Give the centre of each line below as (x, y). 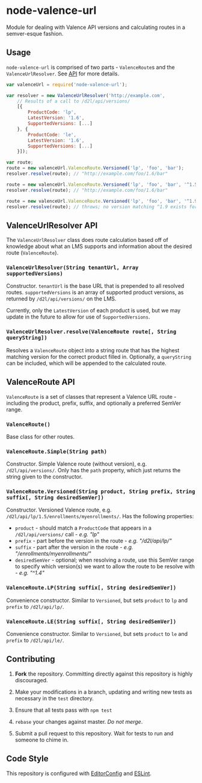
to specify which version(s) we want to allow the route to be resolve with (105, 566)
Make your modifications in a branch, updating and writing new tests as (103, 692)
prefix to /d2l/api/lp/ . (35, 606)
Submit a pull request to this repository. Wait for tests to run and (94, 733)
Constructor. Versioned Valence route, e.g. (59, 510)
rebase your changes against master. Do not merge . (79, 721)
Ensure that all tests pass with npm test (63, 710)
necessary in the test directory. (54, 698)
